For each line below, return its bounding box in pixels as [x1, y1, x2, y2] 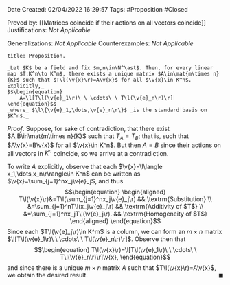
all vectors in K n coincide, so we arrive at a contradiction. [7, 148, 169, 157]
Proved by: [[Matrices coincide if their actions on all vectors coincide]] [7, 19, 206, 27]
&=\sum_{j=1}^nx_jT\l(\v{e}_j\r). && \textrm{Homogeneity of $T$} [23, 209, 208, 218]
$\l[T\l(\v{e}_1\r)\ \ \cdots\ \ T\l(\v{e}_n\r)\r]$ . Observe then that [7, 235, 186, 243]
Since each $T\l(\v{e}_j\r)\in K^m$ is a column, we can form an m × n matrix [7, 228, 222, 236]
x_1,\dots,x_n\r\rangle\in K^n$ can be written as [7, 170, 141, 178]
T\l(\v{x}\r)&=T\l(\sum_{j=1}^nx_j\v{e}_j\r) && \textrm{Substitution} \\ [19, 195, 212, 203]
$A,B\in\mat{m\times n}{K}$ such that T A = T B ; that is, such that [7, 132, 189, 141]
